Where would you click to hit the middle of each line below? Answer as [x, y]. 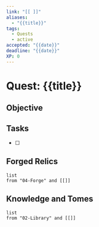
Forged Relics [32, 161]
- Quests [22, 34]
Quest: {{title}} [44, 86]
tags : [13, 28]
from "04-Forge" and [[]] [38, 180]
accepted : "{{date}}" [33, 46]
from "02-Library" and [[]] [41, 218]
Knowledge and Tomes [50, 199]
